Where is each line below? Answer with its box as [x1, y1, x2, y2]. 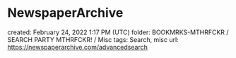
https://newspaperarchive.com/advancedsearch [7, 43, 148, 51]
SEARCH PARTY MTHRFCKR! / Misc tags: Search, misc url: [7, 35, 179, 43]
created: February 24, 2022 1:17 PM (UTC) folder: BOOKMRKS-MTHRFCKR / [7, 28, 229, 36]
